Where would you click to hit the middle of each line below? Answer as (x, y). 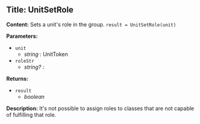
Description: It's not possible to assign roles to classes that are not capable (100, 108)
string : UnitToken (46, 54)
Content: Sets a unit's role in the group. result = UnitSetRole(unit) (91, 24)
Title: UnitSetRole (40, 10)
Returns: (17, 78)
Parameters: (22, 36)
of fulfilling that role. (31, 114)
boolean (34, 96)
